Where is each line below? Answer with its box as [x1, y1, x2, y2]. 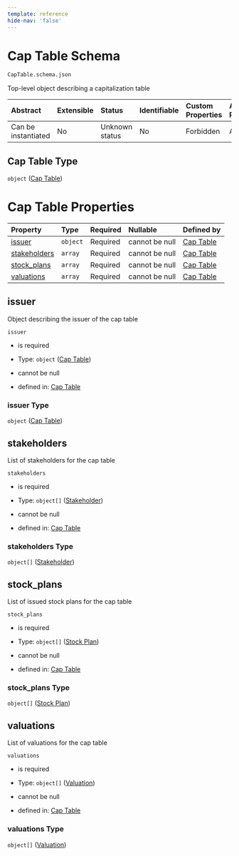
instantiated [11, 131, 51, 141]
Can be [11, 122, 36, 132]
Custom [186, 101, 213, 111]
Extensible [56, 105, 94, 115]
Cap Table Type [7, 155, 78, 167]
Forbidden [186, 126, 221, 136]
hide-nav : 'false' [7, 17, 62, 24]
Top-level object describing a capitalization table [7, 84, 151, 93]
